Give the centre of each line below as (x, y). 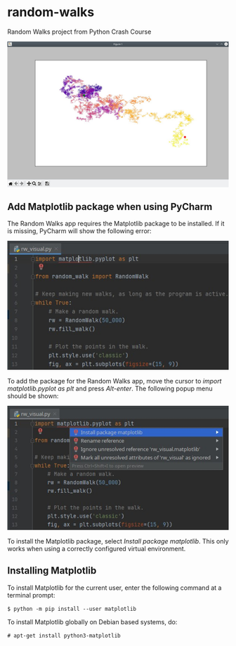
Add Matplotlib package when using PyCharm (110, 207)
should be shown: (33, 396)
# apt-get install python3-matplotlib (64, 635)
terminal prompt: (31, 595)
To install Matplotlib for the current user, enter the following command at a (114, 588)
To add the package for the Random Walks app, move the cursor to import (114, 381)
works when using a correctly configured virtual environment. (97, 548)
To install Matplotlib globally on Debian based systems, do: (92, 621)
